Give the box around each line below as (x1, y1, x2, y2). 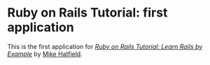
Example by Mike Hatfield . (7, 50, 83, 58)
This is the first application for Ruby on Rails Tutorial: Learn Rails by (7, 42, 203, 50)
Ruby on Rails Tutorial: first (7, 5, 168, 21)
